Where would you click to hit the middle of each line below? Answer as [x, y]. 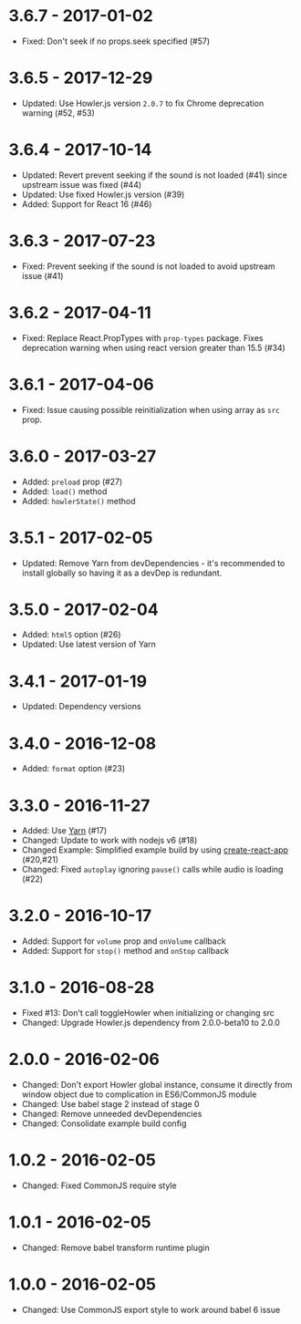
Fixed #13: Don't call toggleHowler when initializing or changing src [148, 1013]
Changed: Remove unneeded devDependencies [112, 1114]
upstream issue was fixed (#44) [82, 184]
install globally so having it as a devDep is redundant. [122, 573]
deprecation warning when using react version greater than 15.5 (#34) [154, 347]
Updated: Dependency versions [82, 707]
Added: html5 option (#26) [71, 635]
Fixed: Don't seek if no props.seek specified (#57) [116, 41]
